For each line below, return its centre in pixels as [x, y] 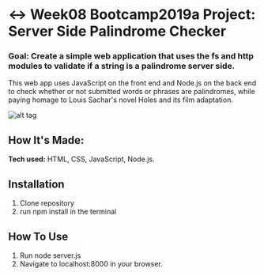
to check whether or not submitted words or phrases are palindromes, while [132, 92]
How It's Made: [46, 140]
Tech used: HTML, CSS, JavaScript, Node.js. [82, 159]
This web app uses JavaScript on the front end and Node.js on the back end [132, 83]
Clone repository [47, 203]
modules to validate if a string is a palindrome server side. [122, 66]
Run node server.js [50, 255]
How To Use [38, 236]
